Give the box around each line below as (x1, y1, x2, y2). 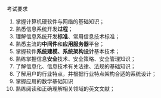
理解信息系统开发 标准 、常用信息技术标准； (15, 33, 120, 40)
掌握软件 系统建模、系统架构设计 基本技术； (15, 48, 120, 55)
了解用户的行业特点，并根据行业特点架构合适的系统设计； (15, 71, 157, 77)
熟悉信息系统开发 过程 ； (15, 26, 73, 32)
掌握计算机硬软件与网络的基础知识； (15, 18, 105, 25)
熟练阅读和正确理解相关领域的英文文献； (15, 85, 115, 92)
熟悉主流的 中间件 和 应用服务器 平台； (15, 41, 105, 47)
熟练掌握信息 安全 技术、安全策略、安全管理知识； (15, 56, 136, 62)
